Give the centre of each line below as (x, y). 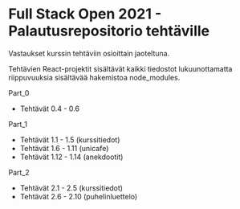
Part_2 (19, 172)
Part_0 (19, 92)
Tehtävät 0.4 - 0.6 (50, 109)
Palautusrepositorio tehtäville (109, 31)
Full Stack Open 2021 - (85, 14)
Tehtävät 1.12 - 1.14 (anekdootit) (71, 157)
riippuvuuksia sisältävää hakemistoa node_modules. (94, 77)
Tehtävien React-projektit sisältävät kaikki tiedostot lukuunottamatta (120, 68)
